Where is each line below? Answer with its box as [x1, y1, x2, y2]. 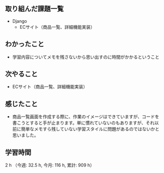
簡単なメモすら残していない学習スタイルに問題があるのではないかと [21, 126, 160, 132]
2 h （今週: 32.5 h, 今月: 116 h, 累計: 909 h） [5, 162, 95, 168]
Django [12, 18, 27, 24]
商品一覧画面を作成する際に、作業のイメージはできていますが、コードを [12, 114, 160, 120]
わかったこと [5, 40, 44, 48]
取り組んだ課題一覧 [5, 4, 64, 13]
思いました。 [12, 132, 39, 138]
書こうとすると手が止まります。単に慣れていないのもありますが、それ [12, 120, 155, 126]
